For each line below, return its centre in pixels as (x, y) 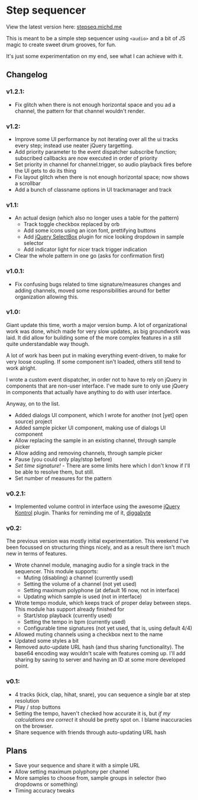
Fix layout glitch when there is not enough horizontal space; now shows (102, 177)
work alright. (22, 368)
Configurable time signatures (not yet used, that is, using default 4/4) (108, 628)
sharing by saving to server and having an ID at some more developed (100, 660)
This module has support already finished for (69, 609)
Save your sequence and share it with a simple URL (77, 765)
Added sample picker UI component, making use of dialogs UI (90, 427)
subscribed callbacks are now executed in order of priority (86, 158)
